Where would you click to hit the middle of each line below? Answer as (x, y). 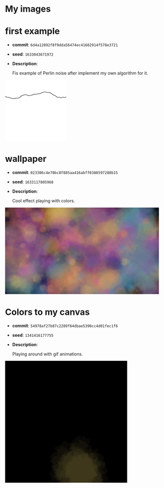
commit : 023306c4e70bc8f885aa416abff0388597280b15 (65, 173)
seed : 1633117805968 (33, 182)
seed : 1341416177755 (33, 335)
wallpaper (26, 159)
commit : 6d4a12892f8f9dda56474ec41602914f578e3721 (65, 45)
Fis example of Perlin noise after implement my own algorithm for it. (80, 73)
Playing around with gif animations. (47, 354)
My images (28, 9)
